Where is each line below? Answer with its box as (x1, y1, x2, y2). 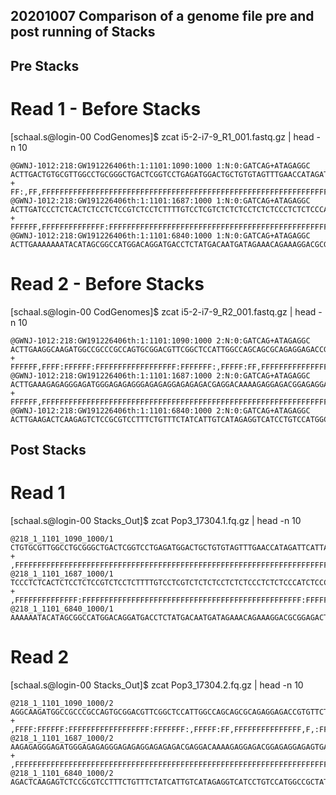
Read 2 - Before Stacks (10, 272, 205, 295)
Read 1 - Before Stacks (10, 97, 202, 120)
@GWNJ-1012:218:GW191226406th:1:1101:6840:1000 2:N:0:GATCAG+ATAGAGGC (10, 405, 311, 416)
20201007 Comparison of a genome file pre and (10, 8, 315, 25)
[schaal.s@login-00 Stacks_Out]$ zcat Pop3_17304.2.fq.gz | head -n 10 (10, 679, 304, 691)
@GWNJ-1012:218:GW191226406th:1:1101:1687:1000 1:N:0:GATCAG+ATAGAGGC (10, 195, 311, 206)
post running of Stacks (10, 24, 156, 41)
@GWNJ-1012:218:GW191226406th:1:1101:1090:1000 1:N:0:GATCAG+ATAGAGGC (10, 160, 311, 171)
